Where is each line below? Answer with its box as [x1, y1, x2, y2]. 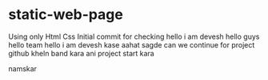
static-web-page [8, 6, 124, 24]
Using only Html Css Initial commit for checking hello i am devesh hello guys [8, 32, 260, 41]
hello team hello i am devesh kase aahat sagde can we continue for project [8, 40, 255, 49]
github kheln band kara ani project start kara [8, 48, 154, 58]
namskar [8, 63, 38, 73]
